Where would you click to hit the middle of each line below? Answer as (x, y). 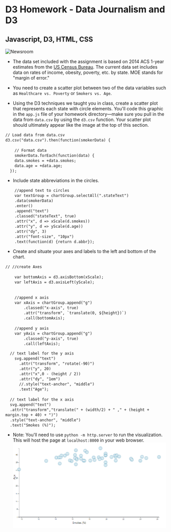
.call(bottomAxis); (44, 318)
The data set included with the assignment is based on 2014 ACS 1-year (88, 62)
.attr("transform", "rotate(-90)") (57, 364)
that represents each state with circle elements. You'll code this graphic (88, 109)
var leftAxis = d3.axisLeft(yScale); (55, 282)
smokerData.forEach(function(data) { (55, 155)
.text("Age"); (34, 389)
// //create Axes (24, 267)
